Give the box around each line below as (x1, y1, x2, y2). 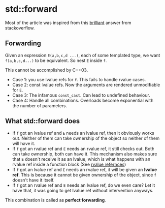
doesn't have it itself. (12, 177, 55, 183)
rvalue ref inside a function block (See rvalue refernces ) (12, 161, 127, 167)
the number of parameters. (12, 102, 67, 109)
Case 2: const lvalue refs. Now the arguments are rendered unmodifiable (12, 82, 160, 88)
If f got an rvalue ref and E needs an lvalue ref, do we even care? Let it (12, 182, 155, 188)
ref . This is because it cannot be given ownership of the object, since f (12, 172, 157, 178)
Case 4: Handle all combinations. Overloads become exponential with (12, 97, 154, 103)
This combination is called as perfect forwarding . (5, 197, 106, 203)
